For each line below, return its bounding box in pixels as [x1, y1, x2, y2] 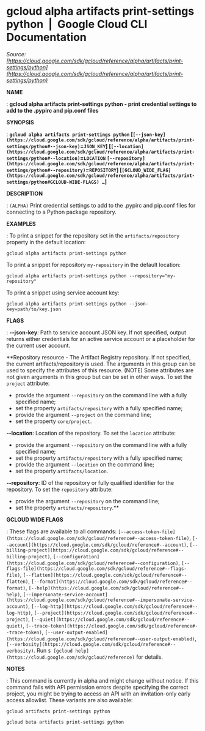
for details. [136, 653, 164, 661]
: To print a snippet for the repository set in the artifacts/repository [6, 231, 180, 239]
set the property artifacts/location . [15, 467, 109, 474]
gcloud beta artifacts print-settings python [6, 719, 124, 725]
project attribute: [6, 380, 50, 387]
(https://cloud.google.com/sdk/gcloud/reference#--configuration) [6, 560, 179, 566]
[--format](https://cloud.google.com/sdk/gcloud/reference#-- [31, 579, 193, 585]
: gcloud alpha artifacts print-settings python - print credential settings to [6, 100, 197, 108]
